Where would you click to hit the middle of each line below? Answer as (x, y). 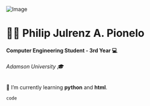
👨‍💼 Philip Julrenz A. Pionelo (75, 33)
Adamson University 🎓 (35, 67)
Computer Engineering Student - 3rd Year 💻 (62, 50)
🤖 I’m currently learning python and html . (57, 87)
